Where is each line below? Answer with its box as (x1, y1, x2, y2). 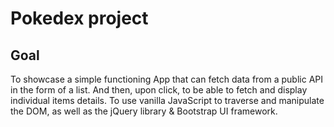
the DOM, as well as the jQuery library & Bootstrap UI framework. (10, 105, 278, 117)
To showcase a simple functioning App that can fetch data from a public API (10, 73, 324, 85)
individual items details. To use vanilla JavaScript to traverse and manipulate (10, 95, 325, 106)
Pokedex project (10, 7, 149, 30)
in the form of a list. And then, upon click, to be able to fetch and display (10, 84, 308, 96)
